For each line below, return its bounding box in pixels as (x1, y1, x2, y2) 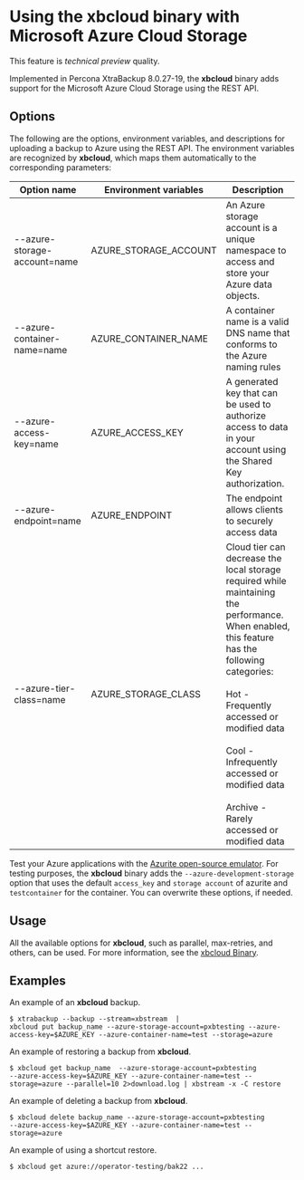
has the (225, 642, 258, 655)
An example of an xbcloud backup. (9, 997, 141, 1008)
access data (225, 525, 278, 538)
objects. (225, 289, 261, 302)
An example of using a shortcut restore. (9, 1145, 157, 1156)
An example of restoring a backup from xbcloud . (9, 1046, 192, 1057)
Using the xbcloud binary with (9, 6, 240, 27)
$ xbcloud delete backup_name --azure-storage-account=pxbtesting (9, 1113, 265, 1122)
